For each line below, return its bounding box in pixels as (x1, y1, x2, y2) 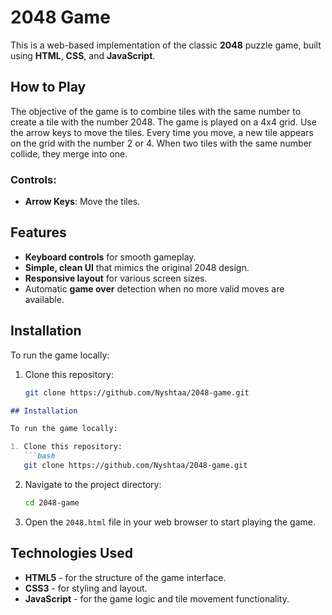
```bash (23, 451, 56, 461)
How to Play (10, 79, 87, 96)
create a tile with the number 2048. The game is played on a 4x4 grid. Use (10, 116, 317, 128)
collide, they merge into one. (10, 147, 128, 160)
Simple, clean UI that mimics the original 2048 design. (24, 261, 250, 273)
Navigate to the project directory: (24, 478, 162, 490)
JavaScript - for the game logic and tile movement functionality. (24, 592, 290, 605)
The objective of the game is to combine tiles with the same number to (10, 105, 302, 117)
